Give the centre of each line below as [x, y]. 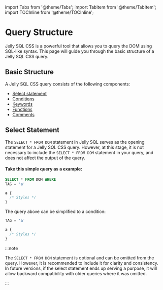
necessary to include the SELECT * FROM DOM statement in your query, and [79, 152]
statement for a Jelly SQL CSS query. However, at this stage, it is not [75, 147]
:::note [12, 248]
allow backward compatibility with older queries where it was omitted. [76, 273]
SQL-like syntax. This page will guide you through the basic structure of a [80, 51]
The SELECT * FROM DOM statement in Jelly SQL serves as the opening [75, 142]
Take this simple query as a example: [44, 169]
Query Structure [39, 32]
